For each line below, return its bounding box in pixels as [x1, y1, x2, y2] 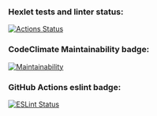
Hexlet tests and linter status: [8, 6, 124, 17]
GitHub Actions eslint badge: [8, 81, 121, 92]
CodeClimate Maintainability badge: [8, 44, 150, 55]
